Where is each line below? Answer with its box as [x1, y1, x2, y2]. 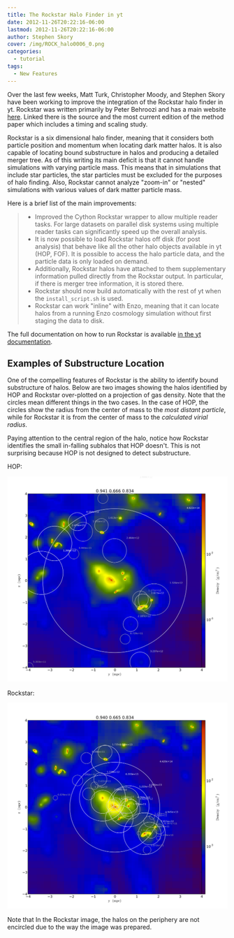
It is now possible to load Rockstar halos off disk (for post [34, 235, 200, 243]
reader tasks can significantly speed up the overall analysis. [34, 227, 207, 235]
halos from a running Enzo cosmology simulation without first [34, 309, 212, 317]
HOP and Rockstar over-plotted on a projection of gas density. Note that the [7, 391, 226, 400]
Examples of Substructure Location [7, 358, 165, 369]
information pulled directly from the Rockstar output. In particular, [34, 272, 224, 280]
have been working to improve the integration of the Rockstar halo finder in [7, 98, 224, 106]
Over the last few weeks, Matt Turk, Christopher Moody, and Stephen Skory [7, 90, 226, 98]
